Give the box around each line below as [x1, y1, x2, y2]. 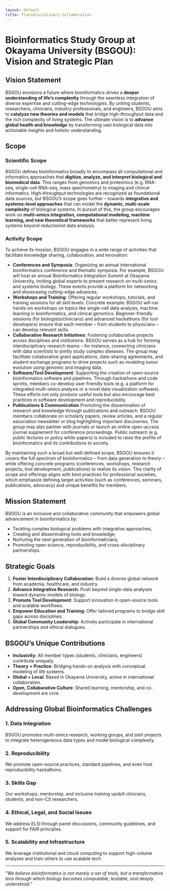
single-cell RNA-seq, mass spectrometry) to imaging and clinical [15, 185, 150, 191]
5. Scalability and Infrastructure [5, 839, 85, 846]
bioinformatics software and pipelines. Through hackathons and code [12, 375, 158, 381]
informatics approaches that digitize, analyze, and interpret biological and [5, 174, 162, 180]
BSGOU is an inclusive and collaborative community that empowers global [5, 511, 160, 517]
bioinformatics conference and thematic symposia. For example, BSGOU [12, 267, 164, 273]
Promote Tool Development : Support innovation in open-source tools [12, 597, 158, 603]
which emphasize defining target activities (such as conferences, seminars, [5, 477, 163, 483]
